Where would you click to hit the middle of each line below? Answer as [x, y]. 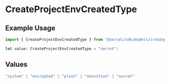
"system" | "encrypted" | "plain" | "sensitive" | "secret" [70, 76]
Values [16, 65]
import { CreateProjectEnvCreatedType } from [54, 39]
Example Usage [30, 28]
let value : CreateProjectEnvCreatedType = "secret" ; [62, 49]
